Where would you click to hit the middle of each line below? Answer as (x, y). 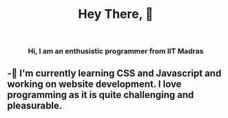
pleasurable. (35, 106)
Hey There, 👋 (116, 14)
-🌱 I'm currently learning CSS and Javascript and (114, 73)
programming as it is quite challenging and (101, 95)
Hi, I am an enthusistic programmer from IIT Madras (116, 51)
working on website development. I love (94, 85)
